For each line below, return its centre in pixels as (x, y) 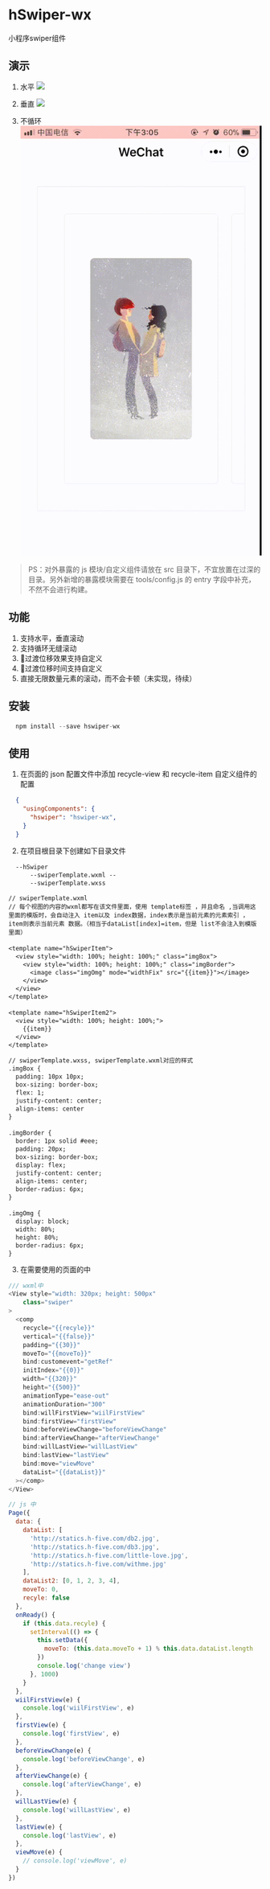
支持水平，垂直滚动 (52, 638)
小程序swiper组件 (37, 38)
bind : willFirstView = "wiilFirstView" (84, 1413)
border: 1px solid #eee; (57, 1141)
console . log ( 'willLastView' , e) (77, 1810)
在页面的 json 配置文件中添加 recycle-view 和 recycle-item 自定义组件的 (138, 774)
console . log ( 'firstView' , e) (72, 1734)
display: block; (43, 1221)
